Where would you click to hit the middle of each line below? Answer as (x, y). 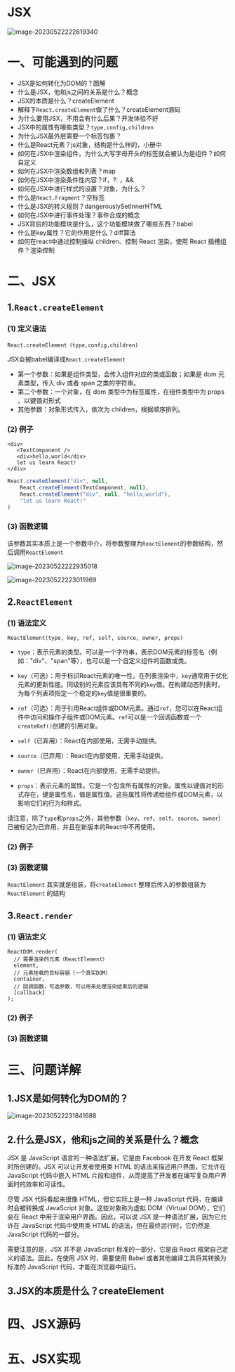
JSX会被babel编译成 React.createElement (67, 359)
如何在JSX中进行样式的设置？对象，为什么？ (82, 188)
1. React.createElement (56, 308)
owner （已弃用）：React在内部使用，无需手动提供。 (90, 771)
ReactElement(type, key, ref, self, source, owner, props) (95, 638)
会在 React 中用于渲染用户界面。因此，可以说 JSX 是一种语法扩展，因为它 (114, 1217)
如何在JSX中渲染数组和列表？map (66, 171)
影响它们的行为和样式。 (51, 803)
